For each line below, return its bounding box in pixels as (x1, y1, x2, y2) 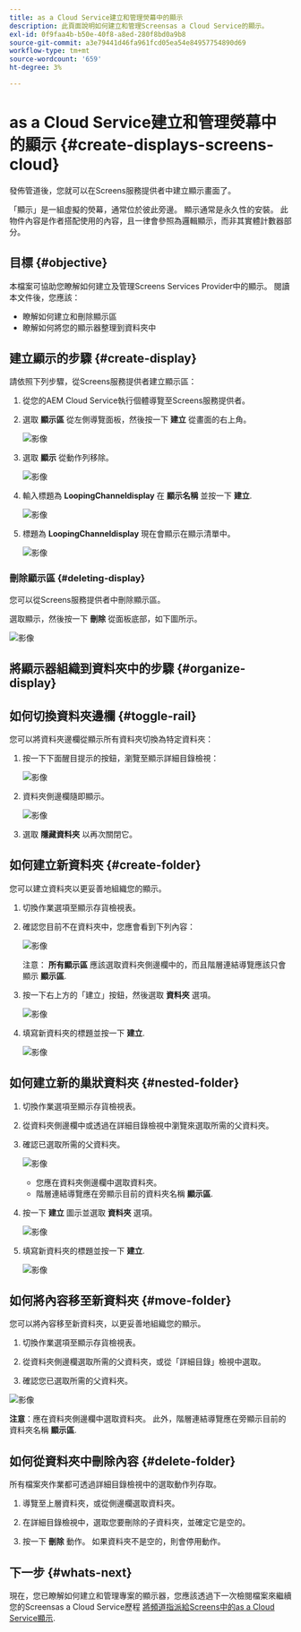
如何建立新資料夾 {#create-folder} (9, 857, 202, 873)
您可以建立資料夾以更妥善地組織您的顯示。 (9, 883, 167, 894)
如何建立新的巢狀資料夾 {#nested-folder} (9, 1076, 240, 1091)
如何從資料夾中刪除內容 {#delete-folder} (9, 1453, 236, 1469)
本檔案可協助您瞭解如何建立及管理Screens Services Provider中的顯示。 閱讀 (9, 280, 290, 291)
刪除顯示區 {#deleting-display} (9, 572, 146, 585)
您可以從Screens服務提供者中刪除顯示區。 (9, 594, 166, 605)
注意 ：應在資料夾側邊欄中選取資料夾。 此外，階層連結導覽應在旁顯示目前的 (9, 1413, 287, 1424)
